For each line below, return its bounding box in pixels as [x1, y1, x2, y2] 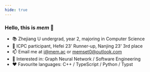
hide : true [5, 7, 28, 13]
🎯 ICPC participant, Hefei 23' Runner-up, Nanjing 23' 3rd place [12, 43, 143, 49]
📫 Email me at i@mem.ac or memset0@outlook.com [12, 48, 122, 54]
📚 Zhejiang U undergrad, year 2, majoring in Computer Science [12, 36, 145, 42]
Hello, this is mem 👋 [5, 24, 54, 31]
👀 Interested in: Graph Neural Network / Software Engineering [12, 56, 141, 62]
